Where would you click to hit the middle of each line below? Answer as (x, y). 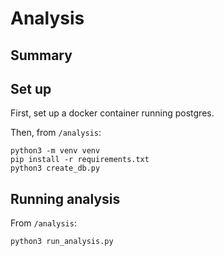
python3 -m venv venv (55, 151)
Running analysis (65, 198)
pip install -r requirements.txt (80, 160)
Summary (41, 55)
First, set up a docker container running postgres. (112, 113)
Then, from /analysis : (56, 133)
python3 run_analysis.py (62, 242)
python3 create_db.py (55, 168)
